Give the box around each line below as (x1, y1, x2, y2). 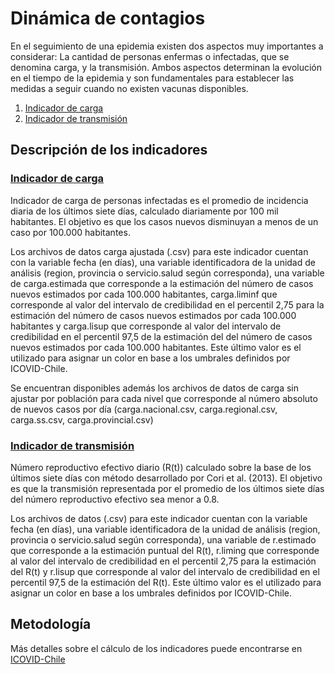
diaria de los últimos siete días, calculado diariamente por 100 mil (10, 205, 279, 217)
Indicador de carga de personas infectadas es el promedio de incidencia (10, 194, 309, 206)
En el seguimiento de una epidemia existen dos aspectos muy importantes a (10, 40, 324, 52)
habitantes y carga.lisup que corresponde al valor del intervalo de (10, 320, 282, 332)
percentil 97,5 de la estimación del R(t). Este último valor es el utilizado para (10, 576, 322, 588)
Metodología (10, 616, 92, 633)
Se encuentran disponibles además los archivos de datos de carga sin (10, 382, 300, 394)
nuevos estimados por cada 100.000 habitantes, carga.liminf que (10, 288, 278, 300)
